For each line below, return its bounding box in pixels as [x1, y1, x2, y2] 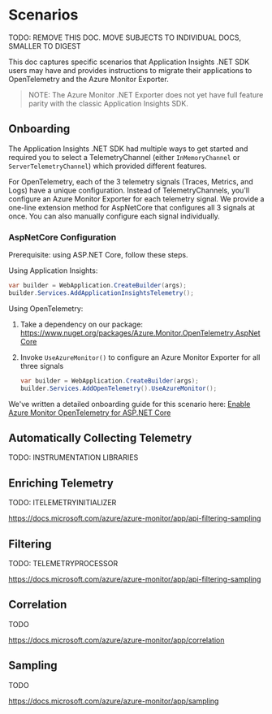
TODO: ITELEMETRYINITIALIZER [8, 498, 117, 508]
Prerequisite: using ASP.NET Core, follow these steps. [8, 250, 188, 260]
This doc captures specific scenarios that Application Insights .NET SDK [8, 57, 250, 67]
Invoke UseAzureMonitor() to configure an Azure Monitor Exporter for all [19, 352, 261, 362]
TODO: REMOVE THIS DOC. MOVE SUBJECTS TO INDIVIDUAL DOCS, [8, 32, 242, 42]
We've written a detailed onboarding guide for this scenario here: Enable [8, 399, 251, 409]
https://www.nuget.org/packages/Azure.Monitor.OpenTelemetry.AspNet [19, 327, 261, 338]
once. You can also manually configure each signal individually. [8, 211, 221, 221]
